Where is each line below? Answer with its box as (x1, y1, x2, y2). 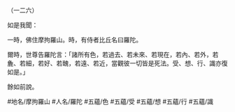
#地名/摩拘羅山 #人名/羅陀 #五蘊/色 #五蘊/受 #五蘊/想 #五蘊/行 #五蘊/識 (7, 97, 214, 106)
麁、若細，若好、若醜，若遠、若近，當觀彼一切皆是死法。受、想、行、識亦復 (7, 59, 228, 67)
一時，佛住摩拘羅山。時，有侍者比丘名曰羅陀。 (7, 35, 142, 44)
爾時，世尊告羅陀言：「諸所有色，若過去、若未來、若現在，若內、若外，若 (7, 51, 219, 58)
